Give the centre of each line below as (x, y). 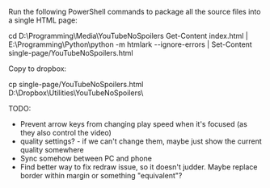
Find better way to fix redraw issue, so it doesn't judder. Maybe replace (139, 167)
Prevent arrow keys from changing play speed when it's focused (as (134, 124)
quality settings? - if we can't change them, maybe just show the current (141, 141)
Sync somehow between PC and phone (86, 158)
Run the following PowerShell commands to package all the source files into (135, 12)
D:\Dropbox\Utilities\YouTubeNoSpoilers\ (76, 93)
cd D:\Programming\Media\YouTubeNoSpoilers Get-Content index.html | (128, 36)
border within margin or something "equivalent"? (101, 175)
